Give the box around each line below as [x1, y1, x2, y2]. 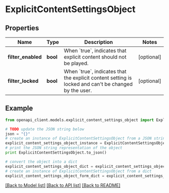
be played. [63, 60, 89, 67]
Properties [5, 24, 39, 32]
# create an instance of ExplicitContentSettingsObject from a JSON [5, 136, 152, 141]
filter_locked [8, 77, 39, 84]
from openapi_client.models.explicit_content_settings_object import [5, 117, 154, 122]
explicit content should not [63, 54, 127, 60]
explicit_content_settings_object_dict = [5, 164, 94, 169]
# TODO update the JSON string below [5, 126, 84, 132]
